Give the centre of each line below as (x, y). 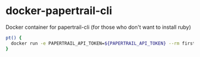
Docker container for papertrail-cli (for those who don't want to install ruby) (99, 27)
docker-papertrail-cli (59, 11)
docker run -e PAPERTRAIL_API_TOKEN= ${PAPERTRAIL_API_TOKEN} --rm (95, 43)
